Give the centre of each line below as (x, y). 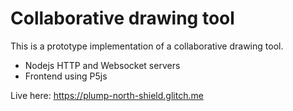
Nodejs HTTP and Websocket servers (102, 65)
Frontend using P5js (66, 76)
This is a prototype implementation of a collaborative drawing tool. (147, 46)
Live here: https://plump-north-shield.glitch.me (107, 95)
